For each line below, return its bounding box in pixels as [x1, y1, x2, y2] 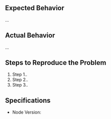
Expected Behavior [5, 4, 65, 12]
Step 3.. [12, 82, 28, 88]
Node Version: [12, 109, 42, 115]
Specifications [5, 96, 51, 105]
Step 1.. [12, 71, 28, 78]
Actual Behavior [5, 31, 55, 40]
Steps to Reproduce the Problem [5, 59, 107, 67]
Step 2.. [12, 77, 28, 83]
